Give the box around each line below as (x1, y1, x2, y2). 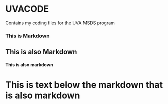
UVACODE (5, 3, 49, 15)
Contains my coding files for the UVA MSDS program (5, 20, 115, 26)
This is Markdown (5, 32, 50, 39)
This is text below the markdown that (5, 79, 163, 91)
